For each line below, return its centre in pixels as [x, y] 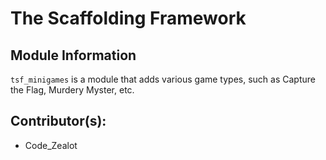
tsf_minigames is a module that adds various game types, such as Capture [163, 79]
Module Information [73, 55]
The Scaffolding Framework [128, 18]
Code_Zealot [51, 145]
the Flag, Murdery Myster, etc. [72, 90]
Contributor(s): [58, 121]
